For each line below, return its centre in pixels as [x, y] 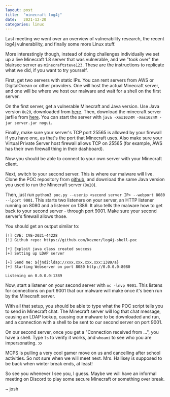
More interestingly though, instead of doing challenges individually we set [82, 54]
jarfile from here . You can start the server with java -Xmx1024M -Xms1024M [81, 117]
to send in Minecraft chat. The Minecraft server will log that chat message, [83, 311]
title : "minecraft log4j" [34, 15]
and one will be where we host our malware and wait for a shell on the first [83, 91]
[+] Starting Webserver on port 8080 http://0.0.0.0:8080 [68, 267]
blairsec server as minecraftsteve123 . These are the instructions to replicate [85, 65]
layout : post [19, 10]
